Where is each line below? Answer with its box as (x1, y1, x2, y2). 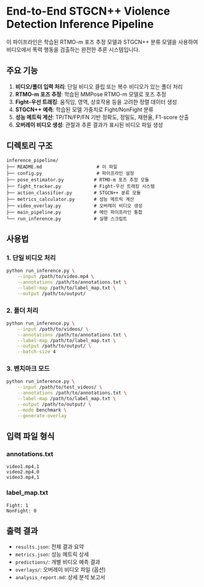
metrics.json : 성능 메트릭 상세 (15, 551, 89, 558)
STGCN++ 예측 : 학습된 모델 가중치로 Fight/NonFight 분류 (15, 106, 154, 113)
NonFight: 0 (6, 508, 37, 514)
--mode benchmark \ (17, 407, 67, 413)
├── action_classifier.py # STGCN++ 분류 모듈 (6, 189, 141, 196)
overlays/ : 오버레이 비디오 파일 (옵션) (15, 566, 106, 574)
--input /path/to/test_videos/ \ (17, 384, 103, 390)
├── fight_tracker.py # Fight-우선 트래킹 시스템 (6, 183, 155, 189)
